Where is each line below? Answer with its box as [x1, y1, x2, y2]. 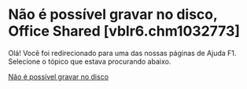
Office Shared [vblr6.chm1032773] [8, 22, 241, 40]
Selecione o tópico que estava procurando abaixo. [8, 57, 171, 66]
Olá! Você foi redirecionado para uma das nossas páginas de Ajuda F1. [8, 48, 237, 57]
